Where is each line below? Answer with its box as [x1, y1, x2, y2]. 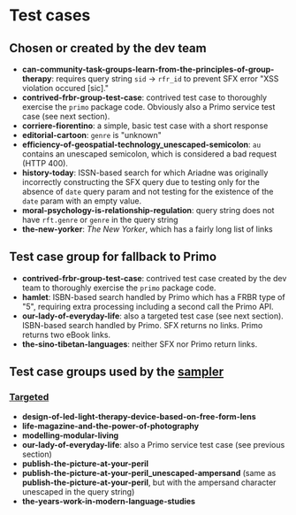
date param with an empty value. [21, 196, 142, 206]
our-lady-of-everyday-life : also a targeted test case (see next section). [21, 311, 285, 321]
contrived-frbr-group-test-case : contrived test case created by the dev [21, 273, 287, 283]
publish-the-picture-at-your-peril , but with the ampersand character [21, 477, 277, 488]
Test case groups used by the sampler [9, 365, 224, 380]
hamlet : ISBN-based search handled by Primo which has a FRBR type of [21, 291, 285, 302]
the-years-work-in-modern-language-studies [21, 496, 196, 506]
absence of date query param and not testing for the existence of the [21, 187, 274, 196]
